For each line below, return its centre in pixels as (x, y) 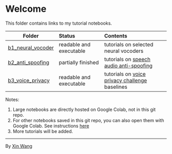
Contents (116, 35)
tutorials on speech (127, 59)
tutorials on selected (129, 44)
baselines (116, 87)
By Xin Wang (19, 146)
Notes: (12, 99)
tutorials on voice (125, 74)
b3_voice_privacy (29, 80)
